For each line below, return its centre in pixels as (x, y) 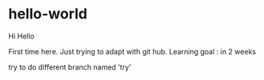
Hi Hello (21, 36)
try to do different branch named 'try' (70, 67)
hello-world (48, 14)
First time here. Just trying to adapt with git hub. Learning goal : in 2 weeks (132, 51)
